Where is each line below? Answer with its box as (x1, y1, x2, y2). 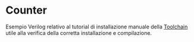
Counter (5, 4, 47, 17)
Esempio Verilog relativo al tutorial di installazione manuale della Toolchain (5, 23, 188, 30)
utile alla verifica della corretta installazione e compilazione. (5, 29, 152, 36)
